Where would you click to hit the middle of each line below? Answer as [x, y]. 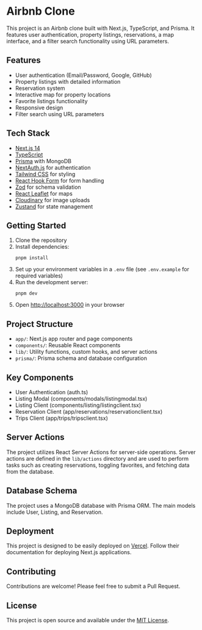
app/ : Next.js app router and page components [74, 339]
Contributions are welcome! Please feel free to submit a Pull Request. [93, 586]
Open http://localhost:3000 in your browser [70, 305]
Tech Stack [28, 134]
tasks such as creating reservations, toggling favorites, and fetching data [98, 465]
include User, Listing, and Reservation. [55, 512]
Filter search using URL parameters [60, 114]
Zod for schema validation [48, 187]
